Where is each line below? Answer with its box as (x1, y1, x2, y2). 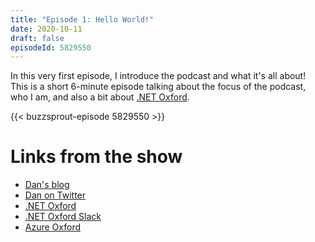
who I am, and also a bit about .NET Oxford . (10, 91, 190, 103)
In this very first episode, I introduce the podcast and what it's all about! (10, 70, 307, 82)
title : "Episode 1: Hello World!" (10, 14, 155, 25)
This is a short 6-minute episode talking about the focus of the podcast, (10, 81, 307, 93)
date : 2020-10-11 (10, 24, 83, 34)
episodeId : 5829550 (10, 42, 92, 53)
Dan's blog (24, 179, 70, 191)
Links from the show (10, 146, 183, 168)
